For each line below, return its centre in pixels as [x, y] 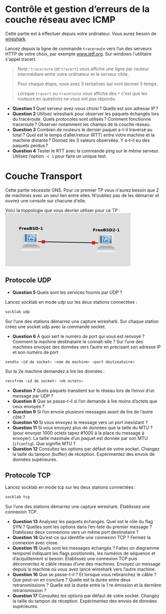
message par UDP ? [33, 396]
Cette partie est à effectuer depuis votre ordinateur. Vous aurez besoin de [81, 33]
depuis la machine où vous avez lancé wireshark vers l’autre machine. [84, 569]
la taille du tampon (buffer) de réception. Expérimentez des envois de [83, 454]
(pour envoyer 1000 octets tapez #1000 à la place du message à [78, 433]
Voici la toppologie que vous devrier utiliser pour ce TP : [63, 210]
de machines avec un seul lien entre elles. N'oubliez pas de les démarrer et [82, 195]
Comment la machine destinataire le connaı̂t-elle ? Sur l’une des [78, 341]
